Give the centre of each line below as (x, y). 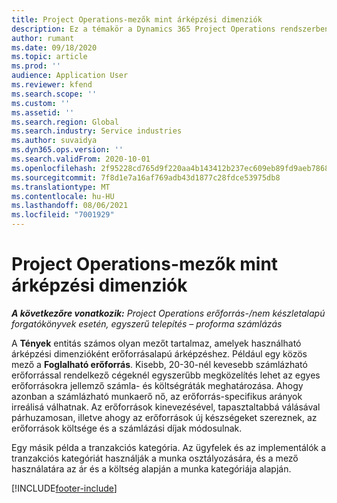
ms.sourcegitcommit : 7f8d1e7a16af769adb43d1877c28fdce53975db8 (146, 177)
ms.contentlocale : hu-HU (63, 196)
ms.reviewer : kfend (52, 85)
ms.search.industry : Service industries (97, 131)
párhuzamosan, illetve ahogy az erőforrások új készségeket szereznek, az (164, 417)
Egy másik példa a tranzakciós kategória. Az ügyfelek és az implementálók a (169, 447)
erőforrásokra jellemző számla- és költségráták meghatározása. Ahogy (157, 385)
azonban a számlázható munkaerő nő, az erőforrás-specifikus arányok (157, 396)
